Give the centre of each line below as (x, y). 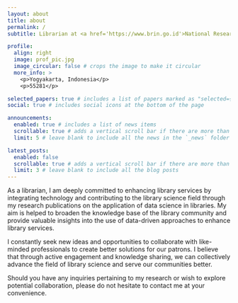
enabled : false (36, 157)
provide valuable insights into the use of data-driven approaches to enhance (119, 221)
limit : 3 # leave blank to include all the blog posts (96, 171)
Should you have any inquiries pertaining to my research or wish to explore (117, 278)
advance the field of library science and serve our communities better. (110, 264)
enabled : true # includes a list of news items (85, 125)
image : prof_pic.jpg (44, 60)
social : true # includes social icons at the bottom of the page (106, 105)
